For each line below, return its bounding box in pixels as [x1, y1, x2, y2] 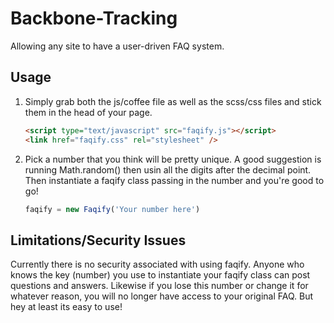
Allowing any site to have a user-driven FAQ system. [10, 40, 225, 52]
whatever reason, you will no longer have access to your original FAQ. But [10, 290, 314, 302]
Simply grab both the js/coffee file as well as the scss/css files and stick [24, 95, 322, 107]
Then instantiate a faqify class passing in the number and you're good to [24, 174, 325, 186]
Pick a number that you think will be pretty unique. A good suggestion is [24, 153, 322, 165]
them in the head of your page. [24, 106, 153, 118]
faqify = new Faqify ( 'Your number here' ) [24, 204, 201, 214]
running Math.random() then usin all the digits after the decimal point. [24, 163, 312, 176]
